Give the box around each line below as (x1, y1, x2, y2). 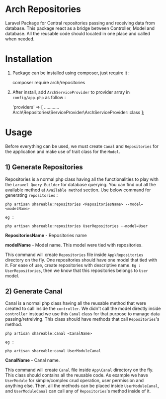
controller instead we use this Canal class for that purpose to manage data (5, 311, 160, 317)
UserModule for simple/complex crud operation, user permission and (5, 378, 144, 384)
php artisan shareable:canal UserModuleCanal (5, 349, 101, 354)
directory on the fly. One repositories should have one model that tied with (5, 257, 158, 263)
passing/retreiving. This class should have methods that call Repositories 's (5, 316, 160, 322)
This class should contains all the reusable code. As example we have (5, 372, 148, 378)
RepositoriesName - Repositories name (5, 232, 87, 238)
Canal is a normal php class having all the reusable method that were (5, 300, 147, 306)
